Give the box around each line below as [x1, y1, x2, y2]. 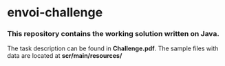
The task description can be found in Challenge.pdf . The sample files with [7, 44, 219, 52]
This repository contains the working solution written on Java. [7, 29, 220, 39]
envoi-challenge [7, 5, 103, 20]
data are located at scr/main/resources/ [7, 52, 122, 60]
